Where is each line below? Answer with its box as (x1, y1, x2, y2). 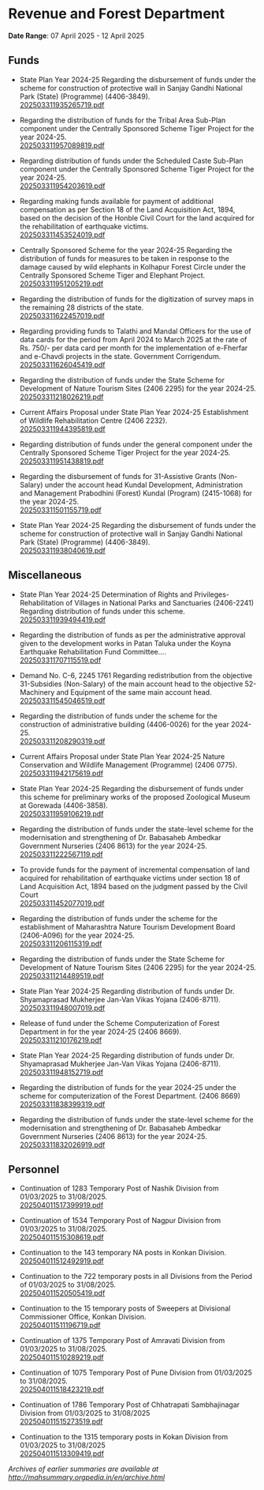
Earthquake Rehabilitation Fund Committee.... (19, 647, 167, 656)
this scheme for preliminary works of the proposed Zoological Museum (19, 792, 251, 802)
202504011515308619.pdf (19, 1232, 104, 1242)
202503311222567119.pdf (19, 849, 104, 858)
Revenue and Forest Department (8, 5, 225, 23)
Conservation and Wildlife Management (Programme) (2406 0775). (19, 760, 238, 769)
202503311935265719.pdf (19, 100, 105, 109)
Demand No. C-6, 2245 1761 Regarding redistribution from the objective (19, 670, 253, 680)
